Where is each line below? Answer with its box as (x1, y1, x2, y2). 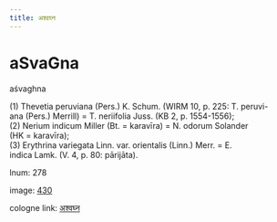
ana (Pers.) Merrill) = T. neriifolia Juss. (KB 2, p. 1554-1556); (9, 111, 235, 122)
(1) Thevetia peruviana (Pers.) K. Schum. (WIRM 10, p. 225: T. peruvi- (9, 100, 269, 111)
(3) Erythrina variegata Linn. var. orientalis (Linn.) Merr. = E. (9, 139, 232, 151)
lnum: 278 (9, 166, 47, 178)
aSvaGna (9, 52, 80, 73)
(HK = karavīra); (9, 130, 70, 141)
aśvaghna (9, 83, 46, 94)
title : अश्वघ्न (9, 13, 56, 23)
